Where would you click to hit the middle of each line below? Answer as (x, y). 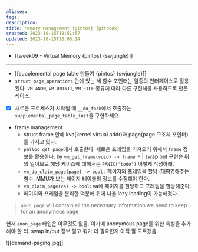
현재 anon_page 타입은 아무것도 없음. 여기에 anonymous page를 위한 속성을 (93, 224)
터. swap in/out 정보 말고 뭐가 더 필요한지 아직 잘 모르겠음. (90, 231)
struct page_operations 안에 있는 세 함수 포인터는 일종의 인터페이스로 (96, 81)
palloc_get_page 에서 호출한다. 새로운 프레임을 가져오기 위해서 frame (103, 149)
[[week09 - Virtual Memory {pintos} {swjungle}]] (74, 56)
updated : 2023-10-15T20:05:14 (43, 39)
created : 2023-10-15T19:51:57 (43, 34)
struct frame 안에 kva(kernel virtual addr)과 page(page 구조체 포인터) (106, 135)
